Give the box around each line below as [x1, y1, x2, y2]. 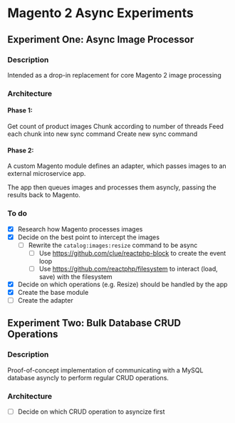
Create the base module [17, 288, 89, 296]
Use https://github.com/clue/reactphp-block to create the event [38, 249, 226, 257]
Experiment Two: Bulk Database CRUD [7, 317, 182, 329]
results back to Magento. [7, 191, 80, 199]
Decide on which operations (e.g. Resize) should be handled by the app [17, 280, 228, 288]
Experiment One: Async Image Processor [7, 33, 194, 46]
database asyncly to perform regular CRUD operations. [7, 373, 169, 382]
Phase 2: [7, 146, 34, 155]
